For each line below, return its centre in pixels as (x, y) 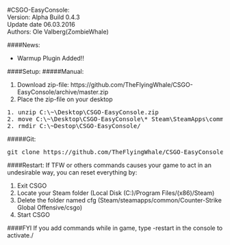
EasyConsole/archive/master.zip (63, 92)
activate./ (21, 235)
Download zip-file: (43, 85)
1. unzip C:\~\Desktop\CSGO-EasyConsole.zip (83, 112)
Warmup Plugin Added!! (50, 58)
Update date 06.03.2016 (41, 24)
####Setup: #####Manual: (46, 72)
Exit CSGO (32, 185)
